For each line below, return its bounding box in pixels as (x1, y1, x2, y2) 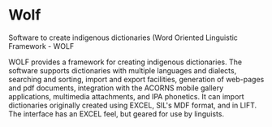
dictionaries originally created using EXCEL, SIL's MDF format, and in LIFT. (8, 100, 257, 110)
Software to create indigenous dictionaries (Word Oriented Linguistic (8, 33, 238, 42)
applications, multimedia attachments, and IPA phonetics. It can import (8, 91, 245, 101)
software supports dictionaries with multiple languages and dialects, (8, 65, 237, 75)
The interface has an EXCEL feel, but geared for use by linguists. (8, 108, 225, 119)
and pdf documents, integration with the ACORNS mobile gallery (8, 83, 224, 93)
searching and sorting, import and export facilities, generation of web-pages (8, 74, 265, 84)
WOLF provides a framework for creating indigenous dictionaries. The (8, 57, 242, 67)
